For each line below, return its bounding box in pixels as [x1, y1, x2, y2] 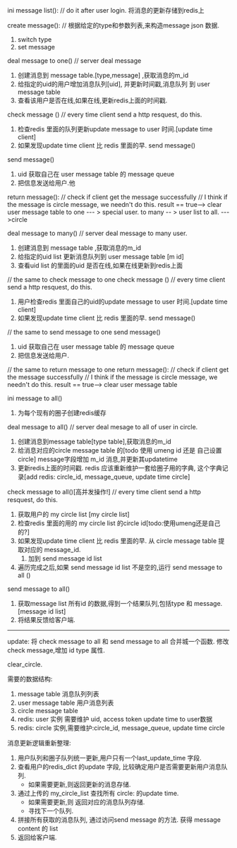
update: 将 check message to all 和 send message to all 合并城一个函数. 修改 [7, 638, 229, 645]
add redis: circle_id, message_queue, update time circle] [25, 472, 190, 481]
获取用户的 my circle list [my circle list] [17, 510, 130, 518]
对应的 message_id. [23, 546, 81, 554]
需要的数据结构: [7, 675, 53, 683]
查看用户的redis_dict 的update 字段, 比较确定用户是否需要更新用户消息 [17, 763, 222, 771]
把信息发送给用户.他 [17, 179, 75, 187]
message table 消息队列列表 [17, 690, 100, 698]
